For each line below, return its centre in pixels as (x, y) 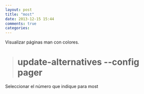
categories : (17, 28)
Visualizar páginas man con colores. (42, 42)
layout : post (19, 10)
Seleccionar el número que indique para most (52, 87)
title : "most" (20, 14)
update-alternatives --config (78, 62)
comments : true (21, 23)
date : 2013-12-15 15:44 (30, 19)
